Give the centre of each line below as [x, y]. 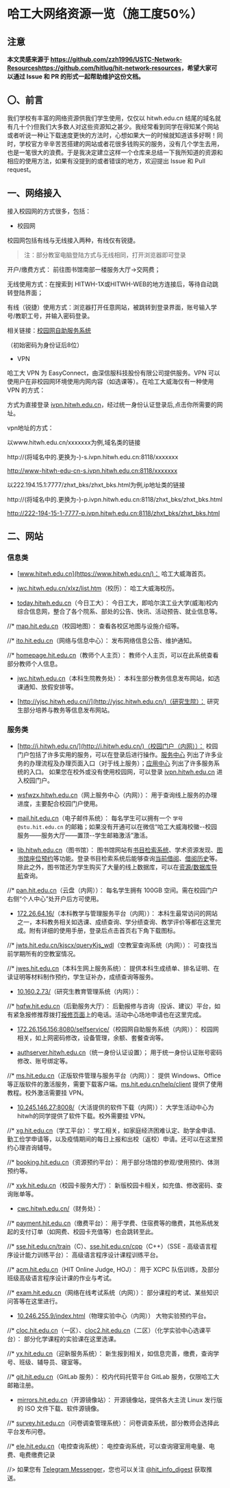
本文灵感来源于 [28, 59]
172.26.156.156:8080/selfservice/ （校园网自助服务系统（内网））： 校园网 [118, 1029]
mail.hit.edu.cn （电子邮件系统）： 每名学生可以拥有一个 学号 [100, 818]
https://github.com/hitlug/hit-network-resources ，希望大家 [125, 68]
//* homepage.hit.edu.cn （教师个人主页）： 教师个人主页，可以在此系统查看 [113, 655]
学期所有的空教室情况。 [46, 953]
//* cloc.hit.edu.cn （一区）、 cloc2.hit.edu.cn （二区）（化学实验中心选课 [106, 1330]
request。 [21, 170]
